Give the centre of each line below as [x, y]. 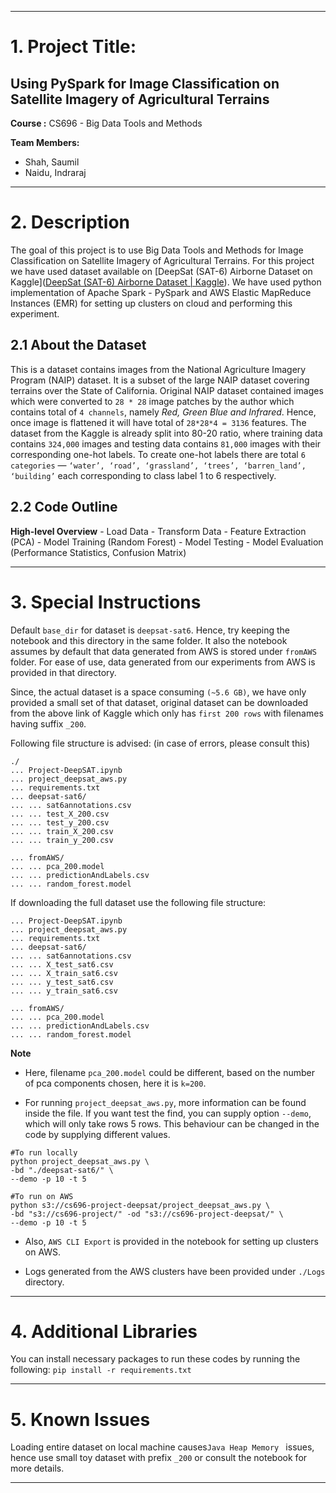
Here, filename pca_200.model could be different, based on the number [169, 1072]
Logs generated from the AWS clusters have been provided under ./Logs [175, 1271]
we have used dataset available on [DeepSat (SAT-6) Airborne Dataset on [161, 271]
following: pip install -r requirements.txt [101, 1370]
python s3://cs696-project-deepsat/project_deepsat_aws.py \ [140, 1205]
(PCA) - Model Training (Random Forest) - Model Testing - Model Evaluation [167, 542]
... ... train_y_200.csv [62, 840]
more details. [37, 1468]
